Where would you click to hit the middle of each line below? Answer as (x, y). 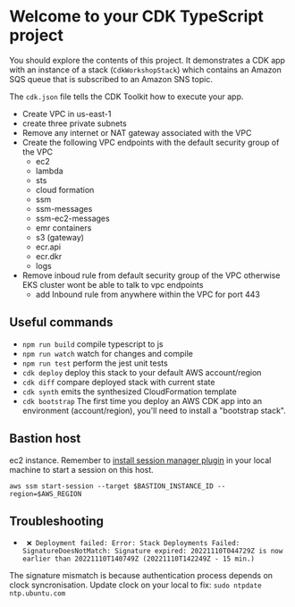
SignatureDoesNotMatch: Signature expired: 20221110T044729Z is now (152, 552)
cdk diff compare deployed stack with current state (118, 382)
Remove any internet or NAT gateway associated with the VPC (137, 132)
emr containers (63, 228)
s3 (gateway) (60, 237)
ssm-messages (64, 208)
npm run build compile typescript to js (93, 344)
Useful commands (61, 322)
